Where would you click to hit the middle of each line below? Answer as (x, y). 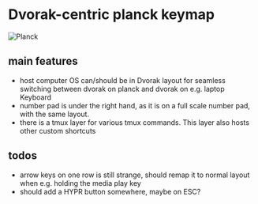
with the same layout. (54, 114)
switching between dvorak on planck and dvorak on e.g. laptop (122, 89)
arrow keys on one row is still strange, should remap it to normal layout (135, 175)
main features (43, 61)
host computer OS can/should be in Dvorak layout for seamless (123, 80)
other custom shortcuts (58, 130)
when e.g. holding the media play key (80, 183)
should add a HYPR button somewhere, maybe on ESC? (110, 191)
